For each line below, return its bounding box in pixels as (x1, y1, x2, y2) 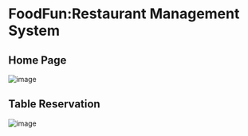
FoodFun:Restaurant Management (8, 5, 240, 23)
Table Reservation (8, 97, 101, 111)
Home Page (8, 53, 67, 67)
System (8, 21, 61, 40)
